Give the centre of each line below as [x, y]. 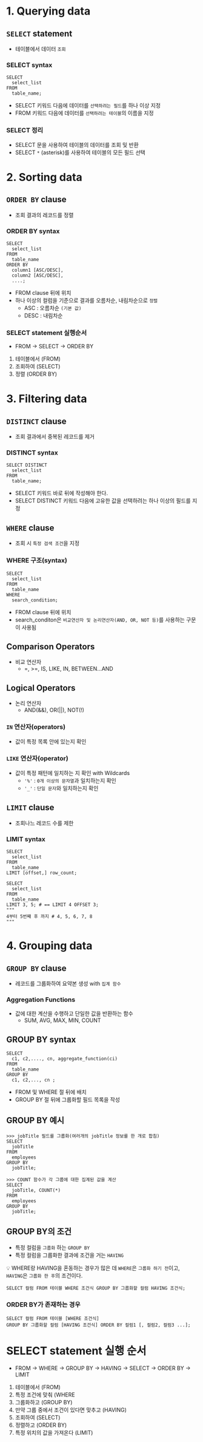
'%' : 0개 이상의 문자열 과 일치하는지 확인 [70, 780]
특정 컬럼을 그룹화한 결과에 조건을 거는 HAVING [69, 1255]
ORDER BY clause [36, 199]
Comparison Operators [51, 647]
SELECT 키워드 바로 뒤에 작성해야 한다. [61, 493]
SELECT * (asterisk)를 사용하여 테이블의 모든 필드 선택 [80, 152]
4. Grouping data [49, 946]
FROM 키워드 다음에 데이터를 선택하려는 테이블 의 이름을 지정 [84, 113]
